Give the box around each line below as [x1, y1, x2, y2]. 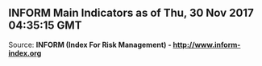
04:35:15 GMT [8, 19, 82, 33]
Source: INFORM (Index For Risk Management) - [8, 40, 172, 49]
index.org [8, 48, 42, 58]
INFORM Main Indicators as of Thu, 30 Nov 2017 [8, 6, 254, 20]
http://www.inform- [173, 40, 241, 49]
